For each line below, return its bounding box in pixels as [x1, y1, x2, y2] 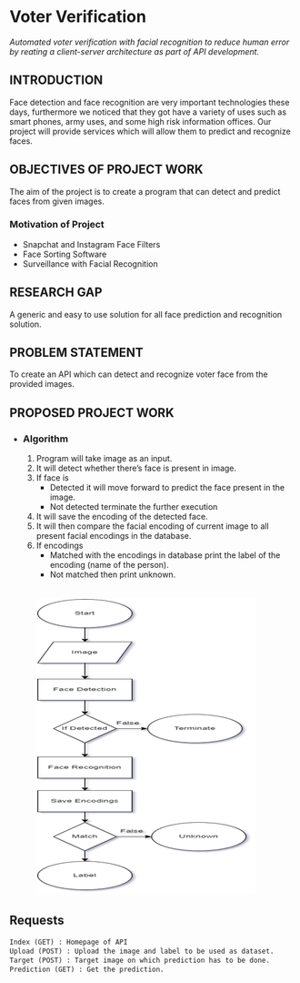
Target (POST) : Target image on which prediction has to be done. [9, 956, 271, 965]
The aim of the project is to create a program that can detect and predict [9, 186, 281, 197]
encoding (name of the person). [49, 560, 170, 571]
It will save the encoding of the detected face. [35, 512, 208, 522]
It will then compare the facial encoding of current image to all [35, 521, 270, 532]
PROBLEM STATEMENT [9, 345, 144, 360]
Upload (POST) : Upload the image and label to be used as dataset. [9, 947, 275, 956]
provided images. [9, 379, 75, 390]
